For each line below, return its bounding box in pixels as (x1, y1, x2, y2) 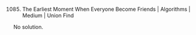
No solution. (13, 24, 44, 30)
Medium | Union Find (22, 12, 74, 19)
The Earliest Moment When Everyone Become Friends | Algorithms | (22, 6, 191, 12)
